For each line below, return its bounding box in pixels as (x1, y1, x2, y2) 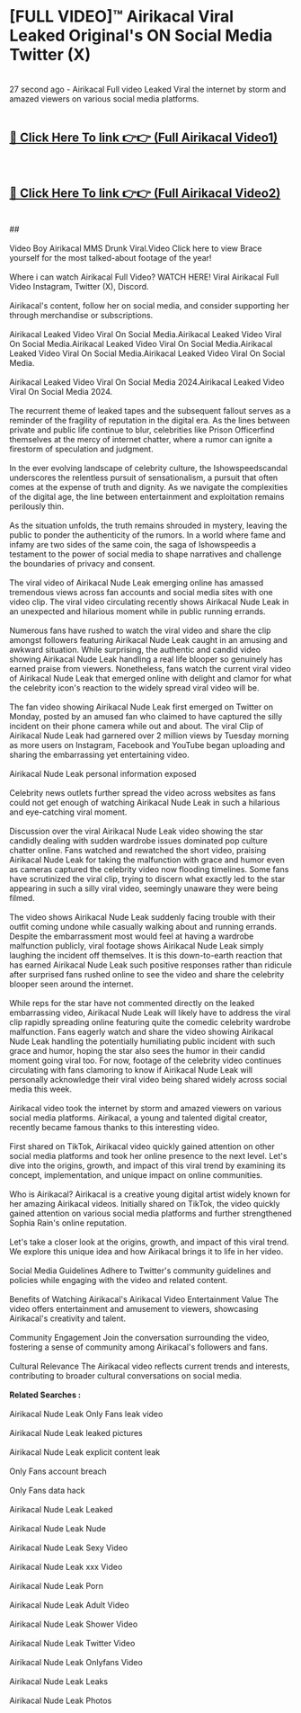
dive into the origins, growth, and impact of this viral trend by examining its (9, 1160, 286, 1171)
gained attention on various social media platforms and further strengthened (9, 1208, 292, 1218)
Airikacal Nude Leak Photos (9, 1695, 112, 1706)
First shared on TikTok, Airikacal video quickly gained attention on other (9, 1140, 276, 1152)
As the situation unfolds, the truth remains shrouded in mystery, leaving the (9, 520, 288, 531)
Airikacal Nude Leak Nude (9, 1522, 106, 1534)
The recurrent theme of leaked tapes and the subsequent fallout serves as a (9, 405, 291, 415)
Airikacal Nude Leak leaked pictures (9, 1427, 143, 1438)
